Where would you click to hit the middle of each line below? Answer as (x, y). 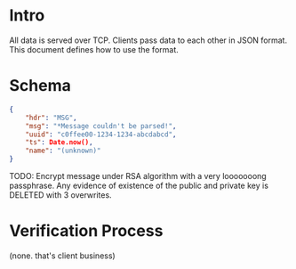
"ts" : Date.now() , (59, 143)
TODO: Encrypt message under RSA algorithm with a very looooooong (138, 176)
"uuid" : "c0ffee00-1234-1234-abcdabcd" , (101, 134)
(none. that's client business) (62, 256)
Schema (40, 86)
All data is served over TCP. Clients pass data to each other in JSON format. (148, 40)
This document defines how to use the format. (94, 49)
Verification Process (86, 231)
